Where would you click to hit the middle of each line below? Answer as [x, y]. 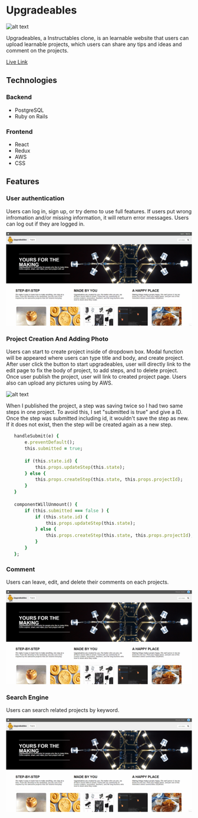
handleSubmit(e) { [37, 436]
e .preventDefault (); [50, 442]
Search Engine [27, 697]
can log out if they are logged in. [46, 224]
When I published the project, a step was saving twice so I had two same [95, 406]
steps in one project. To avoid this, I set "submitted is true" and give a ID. [94, 412]
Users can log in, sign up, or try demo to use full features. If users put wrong [99, 211]
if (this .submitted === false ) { [67, 511]
